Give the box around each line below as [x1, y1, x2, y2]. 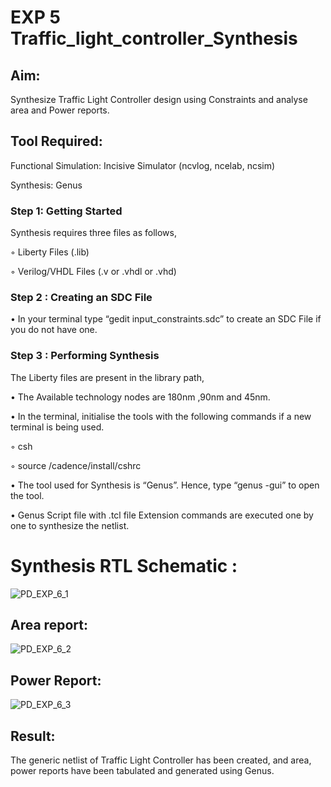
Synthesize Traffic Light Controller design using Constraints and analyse [10, 94, 308, 105]
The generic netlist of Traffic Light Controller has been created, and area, [10, 754, 312, 766]
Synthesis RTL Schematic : [10, 554, 238, 577]
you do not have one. [10, 324, 98, 336]
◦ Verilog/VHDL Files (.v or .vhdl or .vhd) [10, 266, 177, 278]
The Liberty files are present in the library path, [10, 371, 205, 383]
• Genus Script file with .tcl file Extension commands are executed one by [10, 509, 314, 521]
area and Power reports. [10, 104, 110, 116]
